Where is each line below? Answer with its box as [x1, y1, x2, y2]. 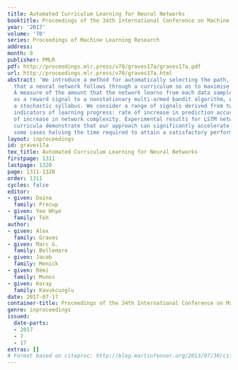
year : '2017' [7, 23, 46, 30]
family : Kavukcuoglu [13, 287, 74, 294]
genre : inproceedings [7, 306, 72, 313]
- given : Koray [7, 280, 52, 287]
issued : [7, 313, 30, 320]
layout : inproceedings [7, 135, 74, 142]
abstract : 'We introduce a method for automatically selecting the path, [7, 76, 230, 83]
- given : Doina [7, 195, 52, 202]
